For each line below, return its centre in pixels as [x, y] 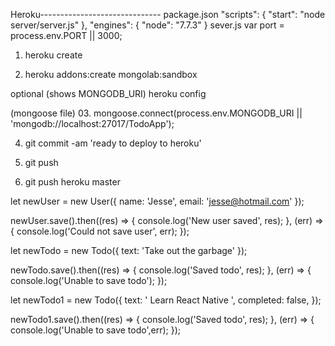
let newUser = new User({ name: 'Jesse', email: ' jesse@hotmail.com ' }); [157, 201]
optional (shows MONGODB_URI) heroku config [108, 93]
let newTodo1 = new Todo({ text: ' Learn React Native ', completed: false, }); [166, 300]
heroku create [53, 55]
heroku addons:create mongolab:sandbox [111, 74]
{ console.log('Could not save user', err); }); [100, 231]
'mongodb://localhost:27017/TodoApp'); [92, 123]
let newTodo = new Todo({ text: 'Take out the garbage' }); [129, 250]
